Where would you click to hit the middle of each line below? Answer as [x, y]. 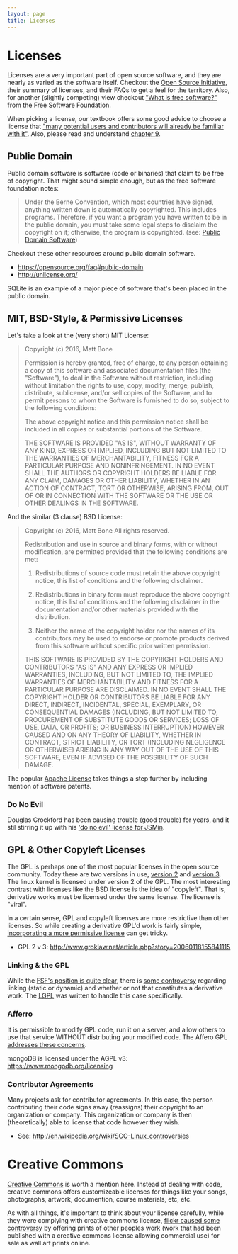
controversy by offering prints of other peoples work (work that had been [114, 1228]
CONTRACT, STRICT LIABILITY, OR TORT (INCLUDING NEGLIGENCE [125, 742]
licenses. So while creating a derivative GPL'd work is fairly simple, [104, 926]
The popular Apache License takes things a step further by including [107, 779]
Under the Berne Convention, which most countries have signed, [119, 202]
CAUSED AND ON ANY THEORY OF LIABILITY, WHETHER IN [113, 735]
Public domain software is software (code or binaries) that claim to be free [116, 174]
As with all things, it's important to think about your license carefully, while [116, 1213]
